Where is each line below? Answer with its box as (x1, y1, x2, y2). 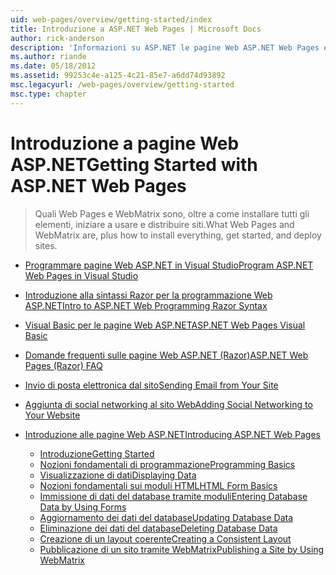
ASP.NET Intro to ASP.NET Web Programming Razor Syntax (24, 299, 268, 311)
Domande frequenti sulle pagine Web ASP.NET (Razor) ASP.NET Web (24, 349, 309, 361)
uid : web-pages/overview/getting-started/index (10, 14, 213, 25)
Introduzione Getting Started (39, 447, 155, 460)
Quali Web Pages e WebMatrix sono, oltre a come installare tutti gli (34, 207, 310, 220)
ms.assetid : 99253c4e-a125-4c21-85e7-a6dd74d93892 (10, 71, 226, 81)
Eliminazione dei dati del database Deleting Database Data (39, 522, 278, 534)
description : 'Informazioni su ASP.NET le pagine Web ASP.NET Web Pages (10, 42, 320, 53)
